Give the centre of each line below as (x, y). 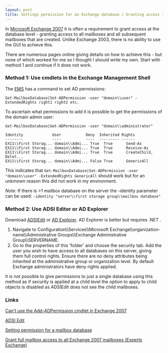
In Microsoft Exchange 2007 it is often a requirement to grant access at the (82, 28)
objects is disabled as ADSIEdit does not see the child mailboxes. (72, 287)
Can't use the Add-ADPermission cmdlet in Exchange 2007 (66, 311)
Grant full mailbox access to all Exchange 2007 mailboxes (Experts (74, 340)
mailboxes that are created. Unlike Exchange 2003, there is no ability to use (83, 39)
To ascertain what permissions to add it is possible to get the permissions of (84, 111)
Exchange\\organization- (135, 229)
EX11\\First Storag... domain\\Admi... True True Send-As (73, 143)
